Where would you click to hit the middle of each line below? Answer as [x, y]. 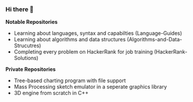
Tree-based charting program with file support [70, 80]
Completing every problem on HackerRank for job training [83, 52]
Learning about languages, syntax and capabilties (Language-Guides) [98, 33]
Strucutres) [27, 45]
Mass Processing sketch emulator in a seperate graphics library [90, 87]
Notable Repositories [31, 22]
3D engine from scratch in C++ [51, 93]
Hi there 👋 [20, 9]
